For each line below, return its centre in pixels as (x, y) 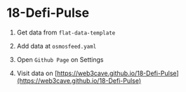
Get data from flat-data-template (66, 32)
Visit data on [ (37, 73)
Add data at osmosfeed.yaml (57, 46)
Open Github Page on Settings (60, 59)
